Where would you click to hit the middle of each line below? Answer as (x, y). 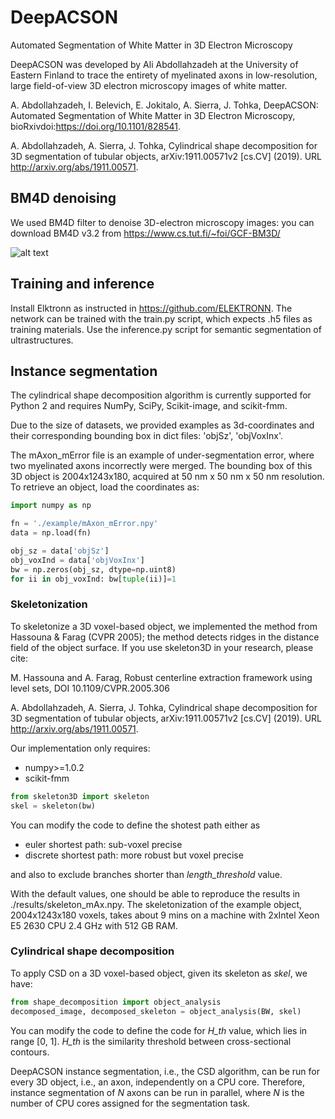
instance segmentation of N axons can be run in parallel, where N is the (157, 1092)
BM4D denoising (63, 198)
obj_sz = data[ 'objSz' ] (60, 551)
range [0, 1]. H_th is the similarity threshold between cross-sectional (151, 1041)
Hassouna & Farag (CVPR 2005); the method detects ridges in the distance (165, 637)
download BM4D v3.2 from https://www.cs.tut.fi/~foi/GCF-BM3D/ (145, 233)
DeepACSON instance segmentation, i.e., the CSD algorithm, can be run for (165, 1071)
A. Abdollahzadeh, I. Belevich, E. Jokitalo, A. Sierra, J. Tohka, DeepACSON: (164, 105)
